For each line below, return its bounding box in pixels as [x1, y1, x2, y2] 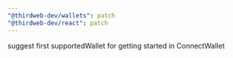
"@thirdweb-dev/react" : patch [7, 19, 109, 27]
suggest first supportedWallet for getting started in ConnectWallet [7, 41, 225, 50]
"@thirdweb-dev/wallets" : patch [7, 11, 115, 20]
